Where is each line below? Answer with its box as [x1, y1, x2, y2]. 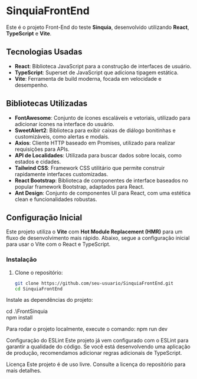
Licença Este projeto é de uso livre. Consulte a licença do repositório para [6, 361, 186, 368]
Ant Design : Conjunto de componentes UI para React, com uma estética [14, 189, 191, 196]
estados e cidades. [14, 158, 61, 165]
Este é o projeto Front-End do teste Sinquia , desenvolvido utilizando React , [6, 24, 189, 31]
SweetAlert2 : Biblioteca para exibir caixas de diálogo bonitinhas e [14, 127, 176, 134]
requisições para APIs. [14, 146, 70, 153]
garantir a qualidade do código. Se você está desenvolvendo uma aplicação [6, 343, 191, 350]
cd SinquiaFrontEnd [14, 286, 63, 292]
